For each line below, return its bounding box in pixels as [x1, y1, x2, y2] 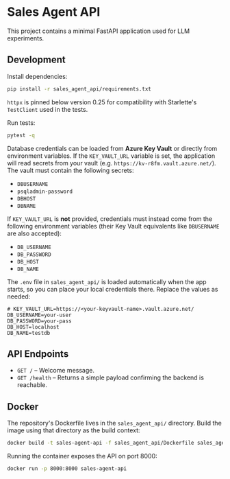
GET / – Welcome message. [16, 366, 94, 375]
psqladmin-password [16, 188, 73, 195]
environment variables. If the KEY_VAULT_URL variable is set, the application [7, 152, 216, 160]
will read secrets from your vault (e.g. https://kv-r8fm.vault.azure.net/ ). [7, 159, 217, 167]
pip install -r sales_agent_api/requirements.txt [7, 85, 152, 93]
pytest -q [7, 132, 36, 139]
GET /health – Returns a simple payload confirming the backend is [16, 373, 204, 382]
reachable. [16, 381, 48, 389]
